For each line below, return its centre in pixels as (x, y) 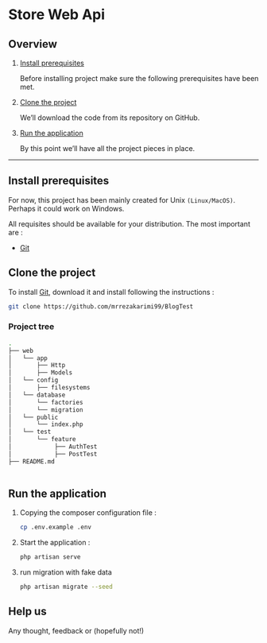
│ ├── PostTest (53, 454)
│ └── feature (43, 440)
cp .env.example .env (55, 527)
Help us (27, 612)
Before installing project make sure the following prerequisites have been (139, 78)
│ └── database (37, 395)
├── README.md (32, 461)
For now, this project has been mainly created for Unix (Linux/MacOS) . (122, 199)
